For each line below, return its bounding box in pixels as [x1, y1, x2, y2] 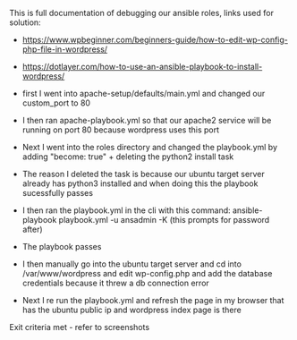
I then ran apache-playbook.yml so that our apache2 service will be [21, 115, 272, 125]
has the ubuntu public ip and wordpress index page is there [21, 304, 242, 315]
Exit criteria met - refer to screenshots [9, 322, 150, 332]
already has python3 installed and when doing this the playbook [21, 178, 259, 189]
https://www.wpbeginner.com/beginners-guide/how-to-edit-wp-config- [21, 35, 289, 45]
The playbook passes [21, 242, 102, 251]
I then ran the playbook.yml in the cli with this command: [21, 205, 231, 216]
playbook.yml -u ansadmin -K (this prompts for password [58, 215, 270, 225]
